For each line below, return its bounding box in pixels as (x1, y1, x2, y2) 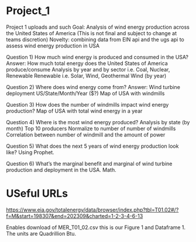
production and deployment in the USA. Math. (6, 166, 116, 173)
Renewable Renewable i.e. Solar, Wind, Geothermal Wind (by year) (6, 72, 167, 79)
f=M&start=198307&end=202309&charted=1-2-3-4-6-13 (6, 212, 143, 219)
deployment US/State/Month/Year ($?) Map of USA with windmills (6, 90, 165, 97)
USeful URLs (6, 187, 68, 200)
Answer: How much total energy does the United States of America (6, 60, 168, 67)
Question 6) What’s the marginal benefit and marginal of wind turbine (6, 160, 173, 167)
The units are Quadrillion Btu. (6, 230, 77, 237)
